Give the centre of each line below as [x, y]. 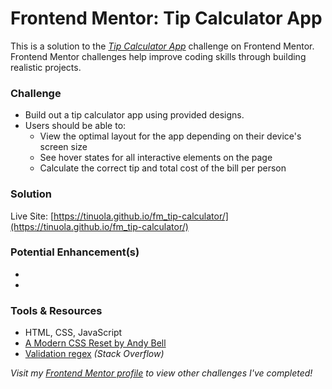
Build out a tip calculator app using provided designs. [134, 115]
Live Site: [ [32, 216]
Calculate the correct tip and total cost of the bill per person [163, 168]
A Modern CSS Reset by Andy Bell [95, 343]
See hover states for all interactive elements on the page [156, 158]
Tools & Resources [56, 310]
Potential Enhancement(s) [75, 252]
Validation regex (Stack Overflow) [94, 354]
